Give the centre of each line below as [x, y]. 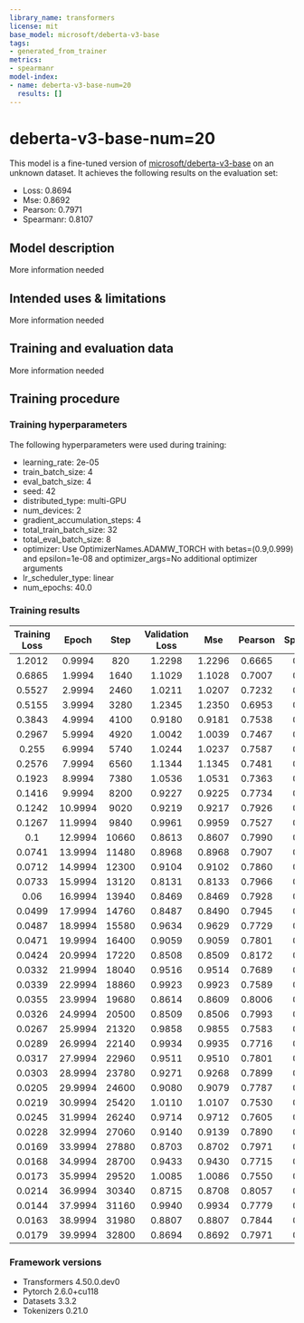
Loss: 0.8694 [47, 190]
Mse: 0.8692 [46, 200]
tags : [19, 43]
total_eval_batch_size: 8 [66, 539]
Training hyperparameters [68, 425]
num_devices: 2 [52, 510]
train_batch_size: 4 [57, 471]
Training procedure [65, 399]
